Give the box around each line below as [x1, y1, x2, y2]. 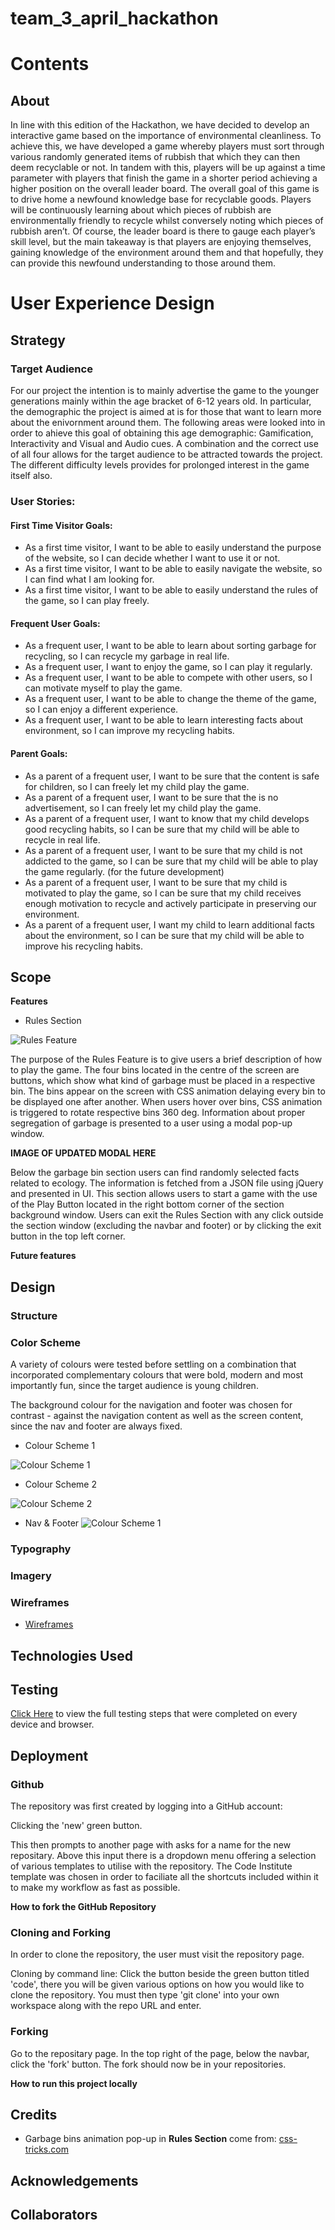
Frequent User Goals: [10, 617, 101, 629]
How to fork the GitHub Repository [10, 1901, 157, 1913]
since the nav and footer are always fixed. [10, 1420, 183, 1432]
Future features [10, 1250, 77, 1262]
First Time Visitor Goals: [10, 519, 113, 531]
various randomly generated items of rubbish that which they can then [10, 151, 301, 163]
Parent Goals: [10, 747, 68, 759]
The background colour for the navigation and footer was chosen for [10, 1399, 293, 1411]
